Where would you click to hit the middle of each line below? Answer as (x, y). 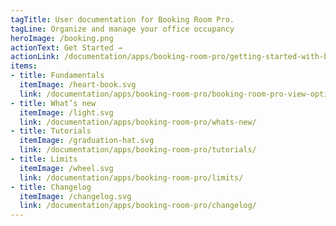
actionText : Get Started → (66, 47)
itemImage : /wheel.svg (66, 168)
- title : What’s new (53, 103)
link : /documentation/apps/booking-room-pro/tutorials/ (138, 150)
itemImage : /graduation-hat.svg (87, 141)
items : (24, 66)
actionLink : (35, 57)
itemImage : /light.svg (66, 112)
